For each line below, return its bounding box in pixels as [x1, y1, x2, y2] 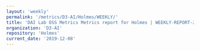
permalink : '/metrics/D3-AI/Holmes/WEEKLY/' [6, 14, 118, 20]
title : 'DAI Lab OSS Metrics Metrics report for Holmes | [6, 19, 153, 25]
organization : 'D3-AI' [6, 25, 62, 31]
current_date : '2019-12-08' [6, 36, 76, 42]
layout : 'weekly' [6, 8, 49, 15]
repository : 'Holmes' [6, 30, 60, 36]
